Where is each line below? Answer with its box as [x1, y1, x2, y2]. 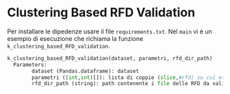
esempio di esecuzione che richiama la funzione [7, 34, 144, 42]
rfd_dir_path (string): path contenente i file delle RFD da [31, 80, 210, 87]
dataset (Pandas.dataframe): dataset [31, 67, 139, 74]
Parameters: [13, 61, 48, 68]
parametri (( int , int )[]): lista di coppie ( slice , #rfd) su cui [31, 74, 216, 81]
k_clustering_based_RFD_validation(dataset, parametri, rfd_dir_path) [7, 54, 213, 62]
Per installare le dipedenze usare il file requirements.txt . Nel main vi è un [7, 27, 212, 35]
